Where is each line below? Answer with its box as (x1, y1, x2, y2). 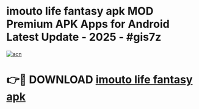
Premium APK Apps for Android (6, 17, 170, 31)
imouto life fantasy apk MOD (6, 4, 154, 18)
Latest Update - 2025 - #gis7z (6, 30, 162, 44)
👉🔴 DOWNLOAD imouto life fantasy (6, 73, 193, 86)
